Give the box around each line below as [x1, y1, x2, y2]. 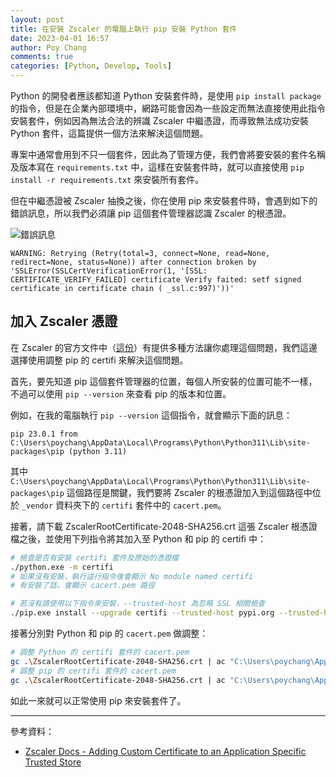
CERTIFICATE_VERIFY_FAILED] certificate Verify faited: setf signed [10, 275, 302, 285]
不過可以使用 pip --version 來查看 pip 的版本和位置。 [10, 387, 232, 400]
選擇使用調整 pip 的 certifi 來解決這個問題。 [10, 354, 189, 366]
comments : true [10, 52, 74, 62]
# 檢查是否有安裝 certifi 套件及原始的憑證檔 [10, 552, 179, 563]
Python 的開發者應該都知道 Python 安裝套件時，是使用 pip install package [10, 90, 322, 101]
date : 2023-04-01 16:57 [10, 33, 110, 43]
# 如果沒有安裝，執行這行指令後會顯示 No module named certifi [10, 571, 254, 581]
